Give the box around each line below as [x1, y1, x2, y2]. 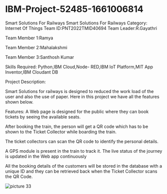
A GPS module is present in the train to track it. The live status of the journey [5, 148, 163, 154]
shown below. [5, 98, 34, 105]
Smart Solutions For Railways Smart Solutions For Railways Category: [5, 20, 148, 26]
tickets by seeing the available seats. [5, 113, 81, 120]
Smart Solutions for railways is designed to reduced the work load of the [5, 88, 154, 94]
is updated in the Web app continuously [5, 153, 87, 159]
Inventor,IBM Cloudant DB [5, 69, 58, 75]
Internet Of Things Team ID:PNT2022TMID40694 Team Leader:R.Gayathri [5, 25, 157, 31]
